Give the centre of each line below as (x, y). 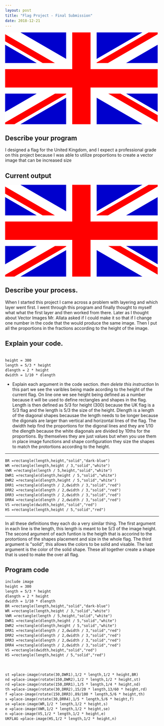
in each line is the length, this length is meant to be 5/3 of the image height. (81, 528)
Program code (27, 570)
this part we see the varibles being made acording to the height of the (82, 389)
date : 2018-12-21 (23, 21)
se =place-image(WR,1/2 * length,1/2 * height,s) (57, 704)
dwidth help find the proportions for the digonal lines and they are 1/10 (83, 425)
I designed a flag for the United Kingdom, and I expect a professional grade (81, 150)
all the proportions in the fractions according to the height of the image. (77, 328)
